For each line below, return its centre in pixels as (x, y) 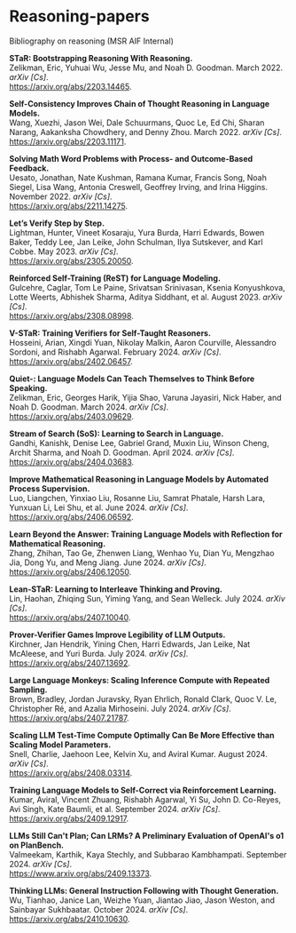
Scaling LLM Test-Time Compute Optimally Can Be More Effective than (142, 735)
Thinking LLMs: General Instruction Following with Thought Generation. (144, 890)
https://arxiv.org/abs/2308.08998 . (72, 315)
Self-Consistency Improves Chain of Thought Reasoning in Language (140, 103)
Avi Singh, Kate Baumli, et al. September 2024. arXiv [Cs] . (115, 809)
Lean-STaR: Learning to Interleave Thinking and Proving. (116, 589)
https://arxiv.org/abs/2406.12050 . (70, 571)
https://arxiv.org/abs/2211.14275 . (69, 205)
